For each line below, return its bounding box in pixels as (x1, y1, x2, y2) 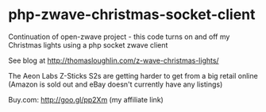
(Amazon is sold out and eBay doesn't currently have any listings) (8, 79, 223, 89)
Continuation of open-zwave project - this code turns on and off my (8, 32, 230, 41)
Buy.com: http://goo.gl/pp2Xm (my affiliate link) (8, 95, 164, 104)
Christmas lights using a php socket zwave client (8, 40, 168, 49)
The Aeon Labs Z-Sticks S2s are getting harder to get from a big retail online (8, 71, 258, 80)
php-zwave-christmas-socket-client (8, 6, 256, 24)
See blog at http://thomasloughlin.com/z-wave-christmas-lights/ (8, 56, 220, 65)
